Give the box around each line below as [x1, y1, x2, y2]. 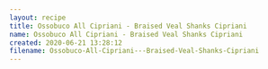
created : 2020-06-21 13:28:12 [9, 38, 123, 47]
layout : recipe [9, 13, 67, 22]
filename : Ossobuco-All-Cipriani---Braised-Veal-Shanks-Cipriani [9, 47, 259, 56]
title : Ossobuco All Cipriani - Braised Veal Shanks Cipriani [9, 22, 247, 30]
